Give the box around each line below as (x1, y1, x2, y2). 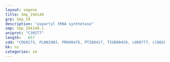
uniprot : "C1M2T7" (5, 30, 44, 35)
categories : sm (5, 49, 37, 54)
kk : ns (5, 44, 19, 49)
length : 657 (5, 35, 35, 40)
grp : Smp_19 (5, 16, 30, 21)
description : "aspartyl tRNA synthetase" (5, 21, 94, 26)
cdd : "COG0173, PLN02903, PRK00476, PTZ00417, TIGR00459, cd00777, (5, 40, 151, 45)
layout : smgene (5, 7, 37, 12)
